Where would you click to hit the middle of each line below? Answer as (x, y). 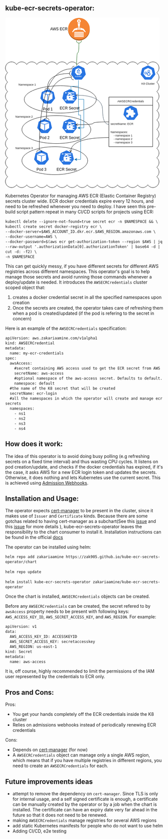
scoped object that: (25, 287)
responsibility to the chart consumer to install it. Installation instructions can (83, 532)
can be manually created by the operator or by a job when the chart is (85, 804)
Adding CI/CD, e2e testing (39, 831)
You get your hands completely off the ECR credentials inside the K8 (83, 714)
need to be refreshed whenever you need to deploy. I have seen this (76, 206)
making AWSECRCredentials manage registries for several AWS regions (85, 820)
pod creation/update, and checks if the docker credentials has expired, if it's (84, 467)
